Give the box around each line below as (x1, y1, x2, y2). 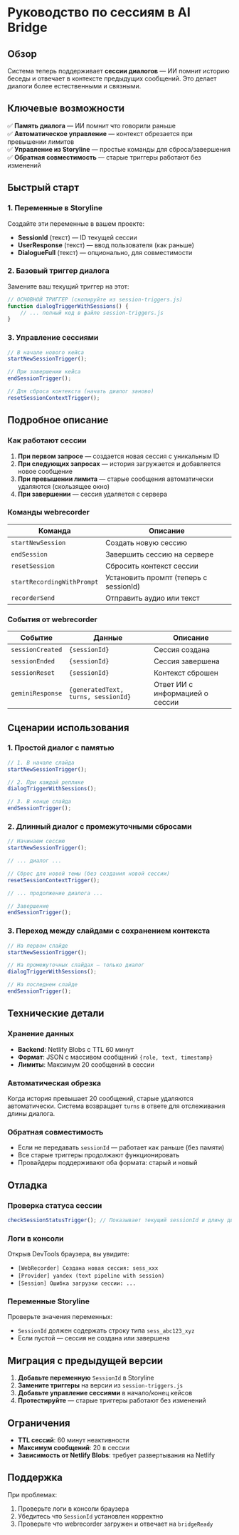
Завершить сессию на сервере (105, 549, 214, 559)
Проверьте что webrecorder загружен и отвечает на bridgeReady (17, 1519, 213, 1528)
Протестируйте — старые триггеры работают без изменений (17, 1396, 206, 1405)
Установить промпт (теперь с (105, 572, 208, 582)
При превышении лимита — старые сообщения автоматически (17, 475, 213, 483)
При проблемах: (7, 1490, 58, 1499)
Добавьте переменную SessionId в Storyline (17, 1373, 154, 1382)
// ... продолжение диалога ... (7, 889, 103, 896)
